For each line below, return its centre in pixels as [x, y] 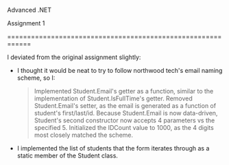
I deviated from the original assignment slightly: [74, 57]
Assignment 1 [26, 23]
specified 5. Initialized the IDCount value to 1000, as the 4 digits [124, 128]
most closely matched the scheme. [84, 135]
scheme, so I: [36, 78]
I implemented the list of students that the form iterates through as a [113, 148]
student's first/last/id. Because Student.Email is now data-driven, [126, 113]
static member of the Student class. [68, 155]
